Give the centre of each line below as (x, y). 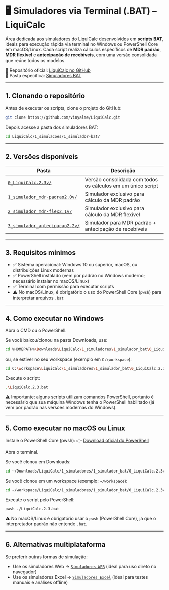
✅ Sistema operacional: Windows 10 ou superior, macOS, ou (75, 265)
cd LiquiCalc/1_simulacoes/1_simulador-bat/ (53, 136)
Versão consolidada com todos (121, 180)
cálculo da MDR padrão (112, 200)
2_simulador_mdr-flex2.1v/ (40, 212)
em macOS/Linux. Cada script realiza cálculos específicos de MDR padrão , (83, 49)
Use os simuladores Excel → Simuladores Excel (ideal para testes (80, 577)
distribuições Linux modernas (43, 270)
